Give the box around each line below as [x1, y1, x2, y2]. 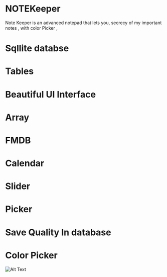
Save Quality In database [5, 227, 111, 238]
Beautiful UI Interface [5, 88, 96, 100]
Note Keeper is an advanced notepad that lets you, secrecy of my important [5, 20, 162, 26]
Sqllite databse [5, 43, 69, 54]
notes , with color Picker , [5, 25, 58, 31]
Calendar [5, 158, 44, 169]
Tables [5, 66, 34, 77]
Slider [5, 180, 31, 192]
